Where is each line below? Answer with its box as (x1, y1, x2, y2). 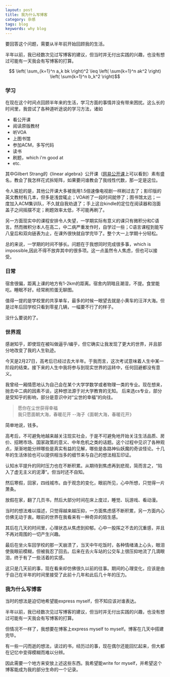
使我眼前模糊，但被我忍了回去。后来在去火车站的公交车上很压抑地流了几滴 (5, 548, 160, 554)
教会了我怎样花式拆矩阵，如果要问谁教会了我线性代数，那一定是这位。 (14, 177, 160, 183)
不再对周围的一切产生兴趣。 (5, 531, 63, 538)
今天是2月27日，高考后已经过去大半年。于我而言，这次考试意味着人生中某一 (5, 358, 164, 364)
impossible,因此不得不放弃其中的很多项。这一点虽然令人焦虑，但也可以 (5, 247, 153, 254)
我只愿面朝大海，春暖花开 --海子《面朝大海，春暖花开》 (17, 411, 134, 417)
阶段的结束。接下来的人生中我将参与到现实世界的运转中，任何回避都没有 (5, 365, 156, 371)
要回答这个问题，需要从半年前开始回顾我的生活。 (5, 41, 107, 47)
